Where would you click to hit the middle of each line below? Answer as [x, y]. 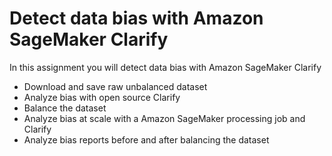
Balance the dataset [65, 108]
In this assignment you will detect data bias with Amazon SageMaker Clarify [165, 67]
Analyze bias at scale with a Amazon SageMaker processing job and [164, 118]
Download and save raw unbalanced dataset [115, 86]
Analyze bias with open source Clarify [102, 97]
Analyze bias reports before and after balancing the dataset [146, 139]
